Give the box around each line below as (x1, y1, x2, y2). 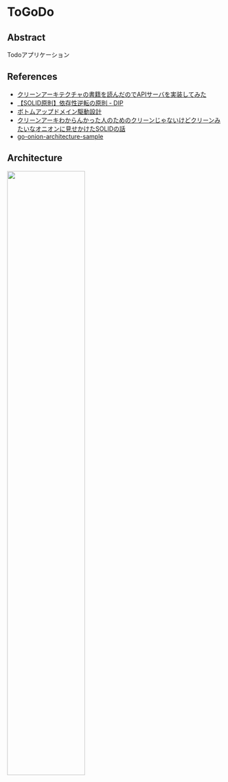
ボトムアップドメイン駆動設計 (16, 107, 102, 116)
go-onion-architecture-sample (16, 132, 104, 140)
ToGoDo (7, 4, 55, 20)
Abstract (7, 32, 46, 43)
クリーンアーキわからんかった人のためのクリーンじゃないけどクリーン (16, 116, 215, 124)
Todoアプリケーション (7, 51, 70, 59)
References (7, 71, 58, 83)
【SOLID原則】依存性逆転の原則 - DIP (16, 98, 124, 107)
